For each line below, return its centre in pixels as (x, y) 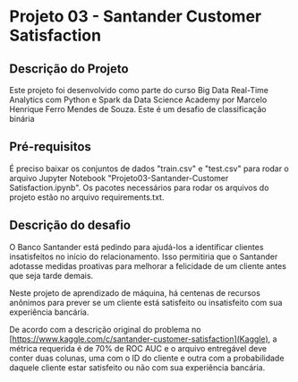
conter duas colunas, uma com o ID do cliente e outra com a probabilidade (147, 358)
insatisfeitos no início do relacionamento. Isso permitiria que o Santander (144, 256)
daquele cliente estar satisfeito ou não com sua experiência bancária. (137, 367)
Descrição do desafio (70, 226)
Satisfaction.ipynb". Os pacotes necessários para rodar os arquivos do (139, 187)
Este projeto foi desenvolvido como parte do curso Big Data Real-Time (139, 90)
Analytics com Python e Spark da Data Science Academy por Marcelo (138, 100)
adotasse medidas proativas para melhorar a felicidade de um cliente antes (148, 265)
